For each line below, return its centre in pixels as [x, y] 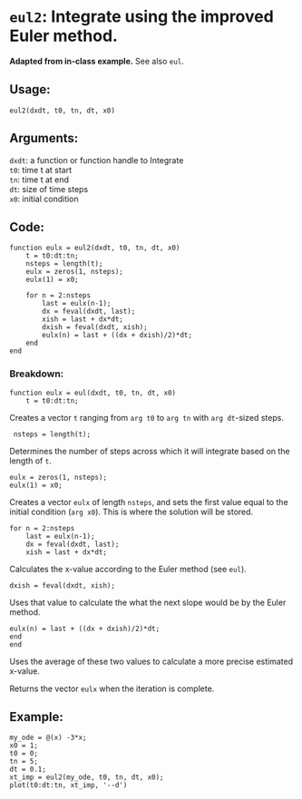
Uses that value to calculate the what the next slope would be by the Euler [148, 602]
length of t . [30, 461]
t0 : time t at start [41, 170]
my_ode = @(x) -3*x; [49, 738]
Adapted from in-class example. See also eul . [97, 61]
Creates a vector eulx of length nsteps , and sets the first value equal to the [149, 502]
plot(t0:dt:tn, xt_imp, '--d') [68, 785]
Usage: [30, 89]
